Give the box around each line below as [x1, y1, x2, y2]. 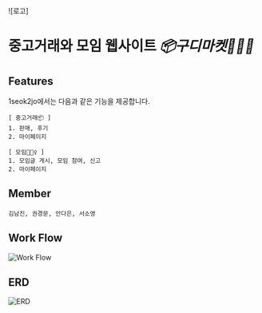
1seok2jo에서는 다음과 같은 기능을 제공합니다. [8, 97, 150, 105]
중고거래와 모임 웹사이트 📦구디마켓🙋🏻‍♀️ [8, 38, 255, 55]
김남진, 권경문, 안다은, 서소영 [8, 209, 96, 217]
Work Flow [8, 232, 63, 245]
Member [8, 187, 52, 200]
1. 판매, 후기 [8, 125, 49, 133]
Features [8, 74, 54, 88]
